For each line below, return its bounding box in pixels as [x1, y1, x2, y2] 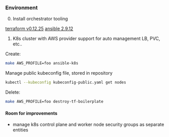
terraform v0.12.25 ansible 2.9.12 [5, 26, 74, 32]
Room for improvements [5, 110, 58, 116]
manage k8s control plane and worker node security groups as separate [12, 122, 164, 128]
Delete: [5, 89, 20, 96]
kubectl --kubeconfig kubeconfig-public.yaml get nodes [5, 80, 126, 85]
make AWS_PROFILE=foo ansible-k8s [5, 61, 79, 66]
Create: [5, 51, 21, 57]
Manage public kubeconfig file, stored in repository [5, 70, 113, 76]
